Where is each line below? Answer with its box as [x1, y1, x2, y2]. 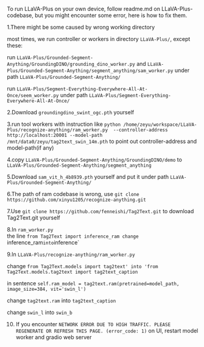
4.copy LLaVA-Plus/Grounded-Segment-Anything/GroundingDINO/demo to [7, 156, 182, 163]
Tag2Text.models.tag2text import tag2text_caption [7, 269, 138, 275]
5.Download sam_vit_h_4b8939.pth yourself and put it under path [7, 173, 169, 180]
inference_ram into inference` [7, 239, 80, 246]
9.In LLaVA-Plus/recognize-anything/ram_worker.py [7, 250, 136, 258]
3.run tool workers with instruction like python [7, 120, 121, 128]
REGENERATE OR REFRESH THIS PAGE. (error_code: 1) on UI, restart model [15, 327, 199, 334]
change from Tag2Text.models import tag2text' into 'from [7, 263, 158, 269]
